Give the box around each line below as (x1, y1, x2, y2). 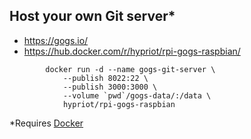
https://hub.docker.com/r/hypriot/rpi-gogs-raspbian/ (23, 45, 241, 57)
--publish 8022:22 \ (62, 73, 149, 83)
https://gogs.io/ (23, 34, 89, 46)
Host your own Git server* (9, 8, 176, 25)
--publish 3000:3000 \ (62, 82, 158, 92)
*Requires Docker (9, 117, 84, 129)
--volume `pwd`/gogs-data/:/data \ (62, 90, 212, 101)
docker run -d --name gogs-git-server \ (45, 64, 216, 74)
